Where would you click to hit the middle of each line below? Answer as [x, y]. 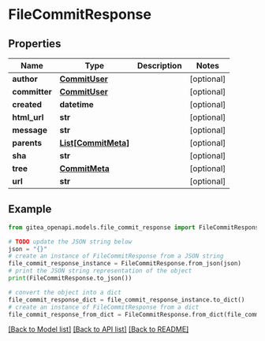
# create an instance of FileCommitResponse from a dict [104, 307]
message [30, 130]
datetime [77, 104]
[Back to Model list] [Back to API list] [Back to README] [99, 329]
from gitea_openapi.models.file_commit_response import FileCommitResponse [135, 227]
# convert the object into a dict [65, 292]
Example [30, 209]
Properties [35, 44]
